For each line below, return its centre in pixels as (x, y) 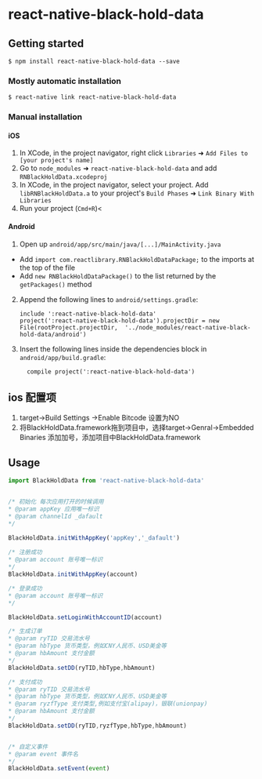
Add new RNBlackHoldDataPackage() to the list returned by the (118, 275)
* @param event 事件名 (43, 754)
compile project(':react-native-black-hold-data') (111, 371)
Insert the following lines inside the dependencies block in (113, 349)
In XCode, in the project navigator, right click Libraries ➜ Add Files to (134, 153)
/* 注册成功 (25, 552)
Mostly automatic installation (65, 81)
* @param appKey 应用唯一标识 (54, 509)
